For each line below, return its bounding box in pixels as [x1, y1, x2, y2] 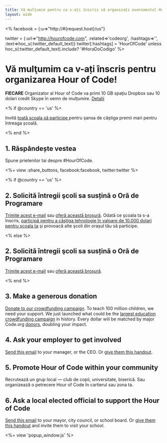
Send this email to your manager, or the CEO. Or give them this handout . [5, 349, 153, 355]
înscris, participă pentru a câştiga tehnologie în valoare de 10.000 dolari [5, 218, 152, 224]
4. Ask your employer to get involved [5, 336, 122, 344]
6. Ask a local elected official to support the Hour [5, 396, 160, 405]
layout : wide [5, 12, 32, 17]
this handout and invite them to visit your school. [5, 423, 105, 429]
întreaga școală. [5, 120, 38, 126]
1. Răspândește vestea [5, 144, 77, 152]
